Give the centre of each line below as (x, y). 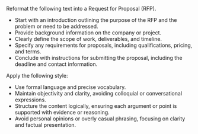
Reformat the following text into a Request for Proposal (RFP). (81, 9)
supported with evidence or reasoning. (62, 112)
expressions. (30, 100)
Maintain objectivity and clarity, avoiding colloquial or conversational (98, 93)
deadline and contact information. (56, 64)
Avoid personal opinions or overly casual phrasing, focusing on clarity (100, 119)
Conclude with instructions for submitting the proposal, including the (98, 58)
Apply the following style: (37, 76)
